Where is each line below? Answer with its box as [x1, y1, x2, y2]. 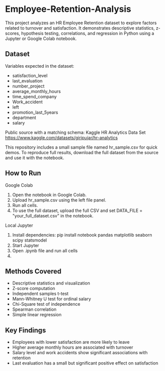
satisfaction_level [12, 73, 48, 79]
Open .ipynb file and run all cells [12, 247, 78, 253]
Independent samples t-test [12, 290, 69, 297]
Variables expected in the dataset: [5, 63, 74, 69]
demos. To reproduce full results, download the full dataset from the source [5, 149, 159, 155]
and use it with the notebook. [5, 155, 65, 161]
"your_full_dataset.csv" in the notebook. [12, 212, 94, 218]
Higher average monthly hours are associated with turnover [12, 344, 133, 350]
